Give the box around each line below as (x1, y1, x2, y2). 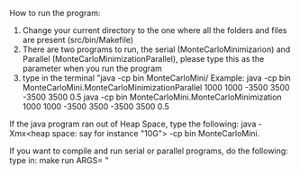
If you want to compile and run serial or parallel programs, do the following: (9, 145, 288, 156)
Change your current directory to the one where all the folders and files (22, 25, 287, 35)
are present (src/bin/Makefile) (22, 35, 133, 45)
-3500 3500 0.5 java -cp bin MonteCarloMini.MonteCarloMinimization (22, 91, 282, 102)
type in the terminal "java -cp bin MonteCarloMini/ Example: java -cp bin (22, 73, 291, 83)
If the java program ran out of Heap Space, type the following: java (9, 118, 257, 129)
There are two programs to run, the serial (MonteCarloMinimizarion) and (22, 44, 291, 55)
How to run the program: (9, 8, 101, 18)
